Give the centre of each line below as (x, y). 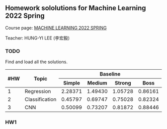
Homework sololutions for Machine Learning (76, 8)
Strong (123, 83)
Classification (41, 99)
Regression (38, 91)
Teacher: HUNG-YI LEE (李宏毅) (38, 38)
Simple (72, 83)
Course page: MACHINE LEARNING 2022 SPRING (56, 28)
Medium (97, 83)
